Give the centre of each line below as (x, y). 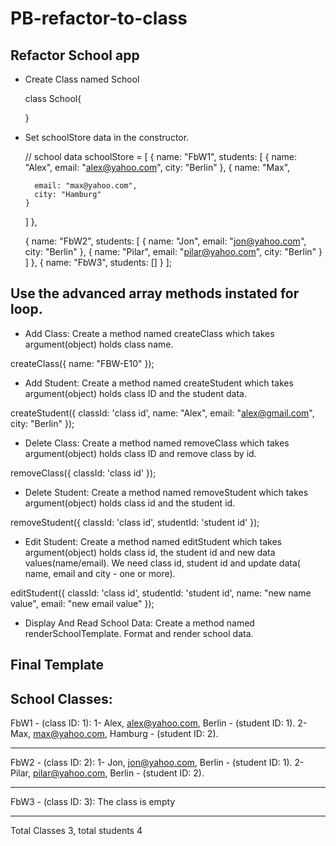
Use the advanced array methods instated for (155, 293)
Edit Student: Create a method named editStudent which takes (153, 541)
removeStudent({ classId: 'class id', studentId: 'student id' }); (135, 522)
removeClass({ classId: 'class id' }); (83, 473)
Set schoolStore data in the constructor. (107, 137)
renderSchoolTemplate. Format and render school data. (139, 633)
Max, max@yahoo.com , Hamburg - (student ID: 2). (114, 734)
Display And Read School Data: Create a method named (139, 623)
